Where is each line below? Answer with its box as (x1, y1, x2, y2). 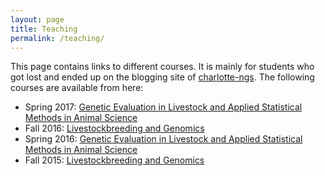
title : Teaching (10, 24, 78, 34)
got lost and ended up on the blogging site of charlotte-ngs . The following (10, 71, 315, 83)
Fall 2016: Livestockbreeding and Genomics (24, 122, 205, 135)
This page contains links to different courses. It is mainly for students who (10, 61, 315, 73)
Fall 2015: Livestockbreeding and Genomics (24, 154, 205, 166)
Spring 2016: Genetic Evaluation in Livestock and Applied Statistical (24, 133, 303, 145)
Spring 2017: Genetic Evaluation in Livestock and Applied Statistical (24, 101, 303, 113)
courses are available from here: (10, 82, 144, 94)
